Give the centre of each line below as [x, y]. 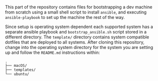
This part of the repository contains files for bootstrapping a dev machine [79, 7]
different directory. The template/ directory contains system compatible [77, 37]
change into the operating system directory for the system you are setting [79, 47]
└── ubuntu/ [17, 74]
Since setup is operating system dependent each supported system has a [79, 27]
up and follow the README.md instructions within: [52, 52]
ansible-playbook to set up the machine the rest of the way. [65, 17]
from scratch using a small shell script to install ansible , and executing [76, 12]
